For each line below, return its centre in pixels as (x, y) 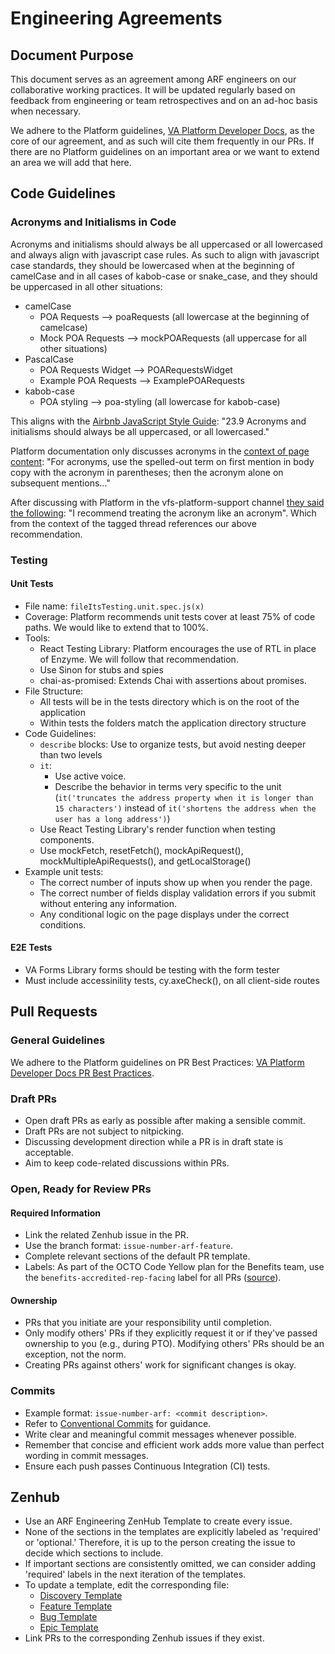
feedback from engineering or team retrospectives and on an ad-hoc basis (164, 100)
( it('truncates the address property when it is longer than (184, 797)
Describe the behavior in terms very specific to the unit (168, 786)
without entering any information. (108, 903)
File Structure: (54, 691)
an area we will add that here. (71, 162)
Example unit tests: (64, 871)
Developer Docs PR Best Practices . (82, 1073)
